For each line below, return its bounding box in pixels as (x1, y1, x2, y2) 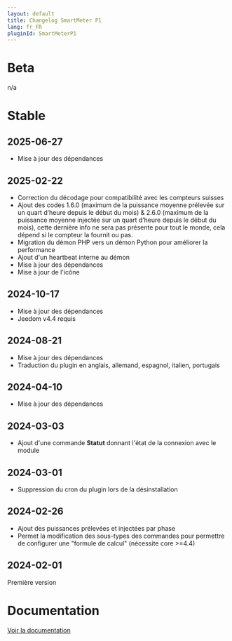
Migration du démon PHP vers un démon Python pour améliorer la (17, 238, 208, 246)
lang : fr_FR (7, 23, 42, 30)
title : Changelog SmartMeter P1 (7, 17, 102, 24)
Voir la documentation (7, 626, 71, 634)
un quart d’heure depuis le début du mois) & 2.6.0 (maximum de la (17, 209, 209, 216)
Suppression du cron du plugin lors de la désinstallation (17, 485, 179, 494)
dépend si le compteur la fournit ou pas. (17, 231, 133, 239)
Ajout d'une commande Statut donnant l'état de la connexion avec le (17, 439, 217, 447)
